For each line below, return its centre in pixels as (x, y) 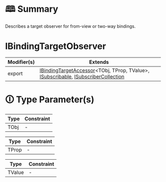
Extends (99, 62)
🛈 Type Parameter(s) (50, 100)
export (15, 73)
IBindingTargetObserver (56, 46)
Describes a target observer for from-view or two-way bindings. (70, 26)
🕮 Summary (32, 9)
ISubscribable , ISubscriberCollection (82, 76)
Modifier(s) (21, 62)
